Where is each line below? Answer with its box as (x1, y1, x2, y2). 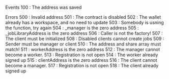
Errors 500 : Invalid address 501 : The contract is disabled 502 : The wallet (5, 14, 161, 20)
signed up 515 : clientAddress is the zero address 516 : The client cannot (5, 57, 157, 63)
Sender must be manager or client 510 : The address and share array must (5, 41, 161, 47)
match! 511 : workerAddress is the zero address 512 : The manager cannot (5, 47, 160, 52)
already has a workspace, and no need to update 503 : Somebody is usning (5, 20, 164, 25)
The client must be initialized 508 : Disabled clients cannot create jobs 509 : (5, 35, 164, 42)
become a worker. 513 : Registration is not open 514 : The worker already (5, 52, 158, 58)
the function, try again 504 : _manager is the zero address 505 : (5, 25, 139, 31)
